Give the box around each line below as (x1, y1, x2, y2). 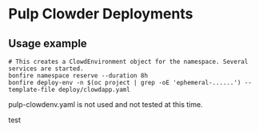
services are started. (8, 65, 84, 73)
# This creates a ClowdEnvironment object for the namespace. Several (8, 58, 249, 65)
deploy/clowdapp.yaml (58, 85, 130, 93)
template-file (8, 85, 56, 93)
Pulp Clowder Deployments (8, 5, 193, 23)
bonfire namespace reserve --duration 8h (8, 72, 149, 80)
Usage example (8, 37, 88, 50)
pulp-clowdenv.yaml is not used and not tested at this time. (8, 100, 203, 109)
